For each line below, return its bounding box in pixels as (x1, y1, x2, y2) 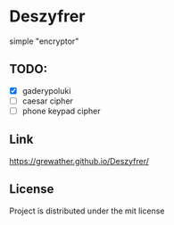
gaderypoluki (21, 85, 71, 96)
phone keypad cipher (21, 105, 101, 116)
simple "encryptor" (9, 36, 79, 46)
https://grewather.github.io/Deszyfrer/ (9, 155, 150, 166)
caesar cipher (21, 96, 74, 106)
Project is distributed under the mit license (9, 205, 165, 216)
